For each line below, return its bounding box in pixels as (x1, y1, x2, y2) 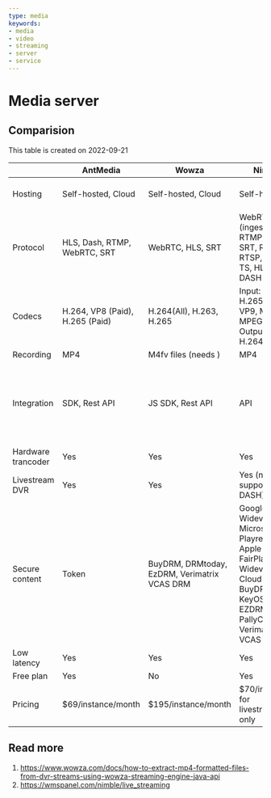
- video (8, 34, 35, 43)
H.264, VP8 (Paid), (61, 305, 135, 316)
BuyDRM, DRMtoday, (148, 558, 228, 569)
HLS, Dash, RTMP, (61, 236, 131, 247)
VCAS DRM (148, 578, 191, 589)
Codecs (12, 310, 42, 322)
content (12, 573, 42, 585)
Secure (12, 563, 40, 574)
